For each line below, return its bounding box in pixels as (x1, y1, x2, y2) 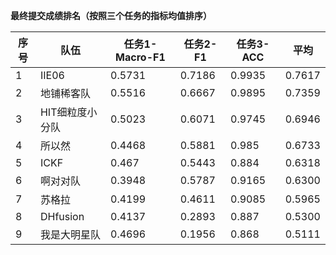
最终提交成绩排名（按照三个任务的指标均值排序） (10, 10, 212, 21)
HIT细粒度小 (39, 105, 98, 119)
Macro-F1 (115, 50, 166, 64)
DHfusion (39, 210, 85, 223)
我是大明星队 (39, 228, 101, 241)
